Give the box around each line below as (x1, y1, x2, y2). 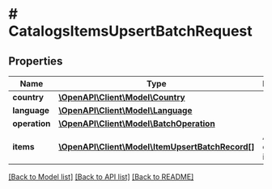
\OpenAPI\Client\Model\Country (57, 92, 185, 103)
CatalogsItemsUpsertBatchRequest (8, 22, 253, 40)
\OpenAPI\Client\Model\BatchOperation (57, 118, 216, 129)
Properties (8, 54, 63, 68)
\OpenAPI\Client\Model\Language (57, 105, 193, 115)
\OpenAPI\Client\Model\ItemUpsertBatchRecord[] (57, 141, 255, 152)
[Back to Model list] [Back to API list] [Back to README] (8, 172, 194, 182)
